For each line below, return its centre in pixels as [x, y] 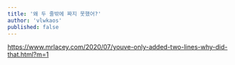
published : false [33, 27]
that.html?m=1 [28, 54]
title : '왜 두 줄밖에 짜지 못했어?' [54, 14]
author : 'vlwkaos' [35, 20]
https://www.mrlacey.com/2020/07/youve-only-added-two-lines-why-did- [117, 47]
